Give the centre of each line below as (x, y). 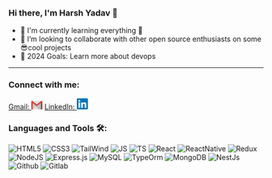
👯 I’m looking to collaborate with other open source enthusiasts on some (140, 39)
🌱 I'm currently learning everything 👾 (81, 31)
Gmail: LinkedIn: (42, 106)
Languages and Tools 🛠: (58, 128)
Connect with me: (44, 85)
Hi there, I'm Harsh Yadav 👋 (63, 13)
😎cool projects (45, 48)
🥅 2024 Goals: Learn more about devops (88, 57)
